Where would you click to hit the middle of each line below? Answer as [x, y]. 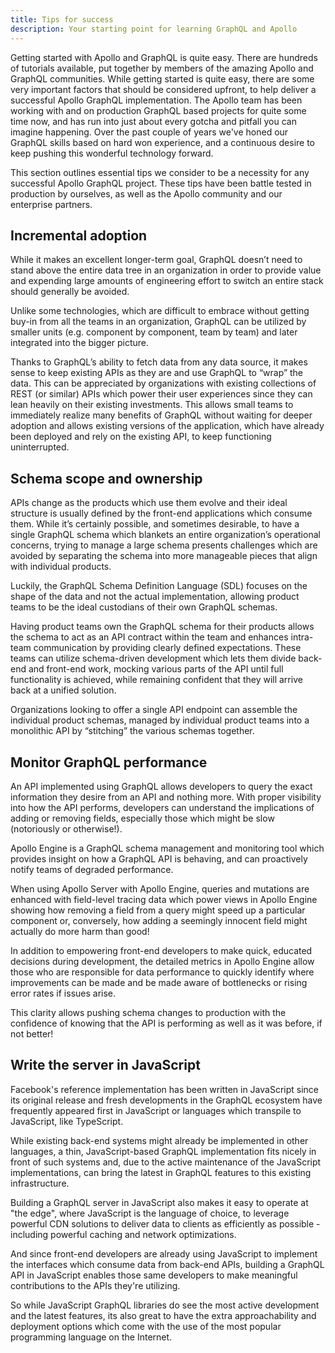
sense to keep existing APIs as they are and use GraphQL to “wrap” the [157, 373]
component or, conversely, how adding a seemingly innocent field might [159, 920]
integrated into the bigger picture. [80, 343]
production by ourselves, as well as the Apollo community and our [146, 193]
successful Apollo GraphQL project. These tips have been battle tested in [161, 183]
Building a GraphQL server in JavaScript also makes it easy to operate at [159, 1202]
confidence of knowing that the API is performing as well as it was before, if [166, 1023]
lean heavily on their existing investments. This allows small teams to [152, 405]
